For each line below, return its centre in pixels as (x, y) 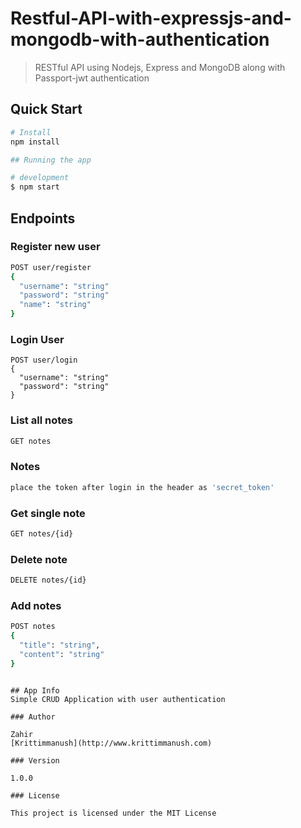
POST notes (33, 627)
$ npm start (35, 187)
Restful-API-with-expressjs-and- (151, 18)
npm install (35, 142)
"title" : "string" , (60, 645)
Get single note (48, 513)
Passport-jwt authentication (92, 78)
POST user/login (44, 360)
